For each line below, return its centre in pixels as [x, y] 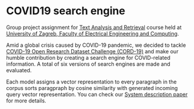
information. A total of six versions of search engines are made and [88, 64]
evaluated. [19, 70]
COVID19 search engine [66, 11]
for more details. [26, 100]
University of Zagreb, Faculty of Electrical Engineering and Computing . [93, 33]
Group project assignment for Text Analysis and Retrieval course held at [94, 27]
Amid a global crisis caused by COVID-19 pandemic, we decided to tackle [96, 45]
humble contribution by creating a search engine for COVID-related [88, 57]
